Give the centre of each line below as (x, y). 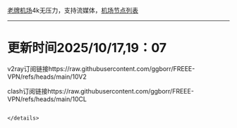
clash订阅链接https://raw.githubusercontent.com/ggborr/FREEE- (101, 91)
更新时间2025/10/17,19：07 (87, 48)
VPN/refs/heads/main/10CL (47, 99)
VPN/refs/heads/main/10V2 (47, 77)
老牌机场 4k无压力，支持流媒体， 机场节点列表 (73, 10)
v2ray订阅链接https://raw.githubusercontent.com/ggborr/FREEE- (101, 68)
